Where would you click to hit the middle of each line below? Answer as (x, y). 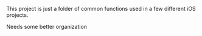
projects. (17, 15)
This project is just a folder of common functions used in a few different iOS (101, 9)
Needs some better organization (47, 27)
